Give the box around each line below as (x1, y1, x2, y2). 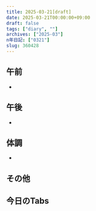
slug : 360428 (6, 43, 39, 49)
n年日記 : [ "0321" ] (6, 37, 50, 43)
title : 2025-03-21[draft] (6, 8, 71, 15)
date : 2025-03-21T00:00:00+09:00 (6, 15, 91, 21)
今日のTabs (6, 196, 50, 206)
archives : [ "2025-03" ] (6, 32, 63, 38)
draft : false (6, 20, 39, 26)
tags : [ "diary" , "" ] (6, 25, 59, 32)
